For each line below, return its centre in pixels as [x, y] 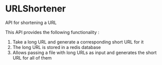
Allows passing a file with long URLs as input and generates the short [85, 52]
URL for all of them [32, 57]
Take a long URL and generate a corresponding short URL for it [78, 42]
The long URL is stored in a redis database [57, 47]
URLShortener [36, 9]
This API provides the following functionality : [52, 32]
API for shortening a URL [31, 22]
